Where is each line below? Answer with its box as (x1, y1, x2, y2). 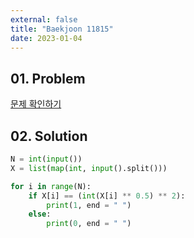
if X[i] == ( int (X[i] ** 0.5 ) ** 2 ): (28, 191, 186, 201)
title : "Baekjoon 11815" (10, 24, 114, 34)
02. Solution (10, 127, 88, 145)
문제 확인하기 (10, 98, 62, 110)
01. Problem (10, 70, 86, 87)
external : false (10, 14, 78, 25)
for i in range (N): (10, 181, 92, 191)
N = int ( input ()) (10, 154, 83, 164)
